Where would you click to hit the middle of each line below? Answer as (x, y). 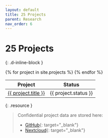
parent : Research (23, 19)
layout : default (22, 10)
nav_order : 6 (19, 24)
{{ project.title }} (26, 93)
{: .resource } (19, 105)
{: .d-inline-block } (24, 63)
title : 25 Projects (26, 15)
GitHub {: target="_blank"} (52, 125)
